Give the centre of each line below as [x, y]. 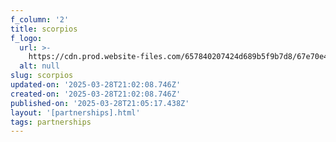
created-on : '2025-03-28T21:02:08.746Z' [96, 94]
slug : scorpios [42, 76]
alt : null [39, 66]
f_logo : [26, 38]
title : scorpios [44, 29]
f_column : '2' [40, 19]
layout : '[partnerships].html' [75, 112]
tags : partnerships [51, 122]
